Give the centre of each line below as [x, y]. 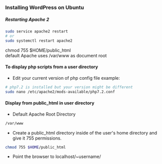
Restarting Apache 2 [27, 19]
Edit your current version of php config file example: [66, 78]
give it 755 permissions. [37, 138]
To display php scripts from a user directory [52, 67]
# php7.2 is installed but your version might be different [69, 87]
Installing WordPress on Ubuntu [44, 7]
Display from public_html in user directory [50, 103]
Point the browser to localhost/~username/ [56, 157]
